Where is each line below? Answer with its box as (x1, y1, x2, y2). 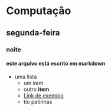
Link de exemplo (23, 92, 64, 99)
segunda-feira (6, 28, 60, 38)
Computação (6, 4, 71, 18)
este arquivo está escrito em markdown (6, 60, 106, 67)
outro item (23, 86, 50, 93)
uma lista (14, 73, 37, 80)
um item (23, 79, 44, 86)
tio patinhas (23, 98, 53, 105)
